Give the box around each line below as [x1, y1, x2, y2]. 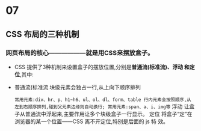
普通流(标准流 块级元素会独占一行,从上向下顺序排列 [14, 84, 141, 91]
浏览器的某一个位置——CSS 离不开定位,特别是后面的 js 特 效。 [14, 118, 169, 125]
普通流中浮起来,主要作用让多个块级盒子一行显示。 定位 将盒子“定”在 [25, 110, 193, 117]
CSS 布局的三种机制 [5, 29, 79, 39]
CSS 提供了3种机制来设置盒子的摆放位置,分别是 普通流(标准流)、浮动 [14, 63, 184, 70]
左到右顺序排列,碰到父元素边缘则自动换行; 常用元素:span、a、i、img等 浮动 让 [14, 103, 190, 110]
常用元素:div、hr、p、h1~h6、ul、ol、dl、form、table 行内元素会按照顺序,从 [14, 97, 191, 103]
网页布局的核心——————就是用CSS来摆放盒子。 [5, 49, 154, 57]
